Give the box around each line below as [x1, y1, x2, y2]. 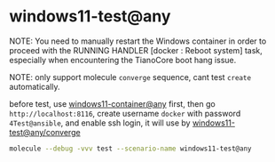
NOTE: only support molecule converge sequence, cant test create [9, 71, 251, 82]
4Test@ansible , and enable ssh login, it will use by [9, 117, 191, 128]
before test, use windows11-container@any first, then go [9, 98, 216, 109]
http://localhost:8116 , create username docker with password [9, 108, 241, 118]
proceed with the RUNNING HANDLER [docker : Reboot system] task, [9, 45, 263, 55]
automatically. [9, 81, 60, 92]
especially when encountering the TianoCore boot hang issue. [9, 54, 237, 65]
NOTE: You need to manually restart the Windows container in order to [9, 36, 267, 46]
